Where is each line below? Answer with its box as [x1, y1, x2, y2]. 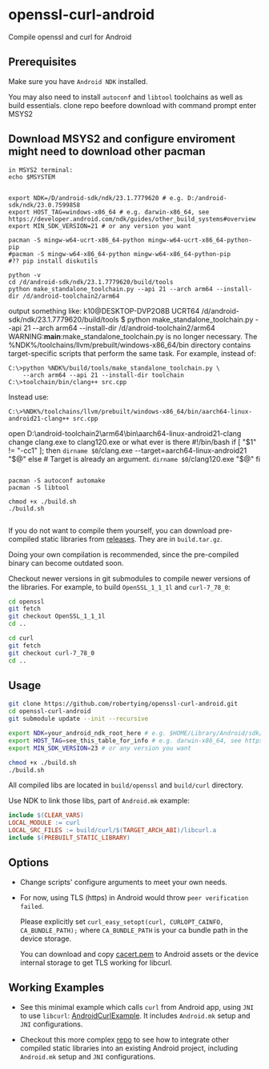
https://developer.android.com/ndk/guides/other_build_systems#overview [8, 214, 256, 223]
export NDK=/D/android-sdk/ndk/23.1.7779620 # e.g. [8, 194, 184, 202]
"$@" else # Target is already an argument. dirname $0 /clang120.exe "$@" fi [8, 454, 261, 463]
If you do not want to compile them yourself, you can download [8, 526, 217, 535]
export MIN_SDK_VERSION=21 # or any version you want [8, 222, 192, 230]
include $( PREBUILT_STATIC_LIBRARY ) [8, 834, 130, 842]
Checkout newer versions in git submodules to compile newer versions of [8, 574, 251, 583]
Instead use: [8, 392, 50, 402]
